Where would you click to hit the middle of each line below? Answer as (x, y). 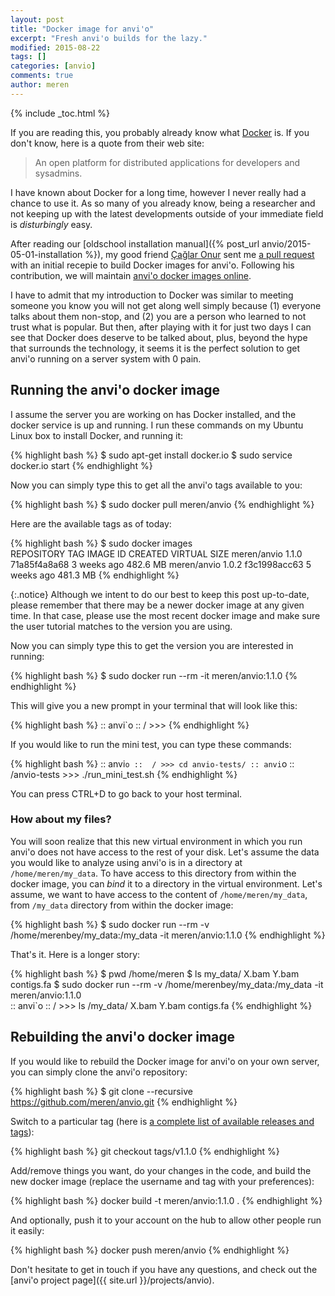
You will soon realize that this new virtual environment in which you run (156, 841)
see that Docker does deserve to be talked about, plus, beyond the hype (159, 337)
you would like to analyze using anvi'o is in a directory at (126, 862)
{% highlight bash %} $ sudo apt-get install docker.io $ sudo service (151, 455)
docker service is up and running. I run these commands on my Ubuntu (157, 425)
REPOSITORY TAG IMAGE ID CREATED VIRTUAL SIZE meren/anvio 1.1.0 (156, 553)
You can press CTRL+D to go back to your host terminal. (126, 793)
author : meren (40, 85)
